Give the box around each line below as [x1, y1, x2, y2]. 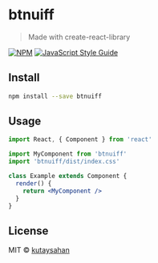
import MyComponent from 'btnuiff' [8, 150, 128, 158]
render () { [15, 179, 52, 188]
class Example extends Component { [8, 172, 128, 180]
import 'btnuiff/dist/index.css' [8, 158, 120, 166]
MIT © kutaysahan [8, 245, 70, 255]
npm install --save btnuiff [8, 92, 103, 100]
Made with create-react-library [27, 32, 131, 42]
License [8, 224, 49, 237]
